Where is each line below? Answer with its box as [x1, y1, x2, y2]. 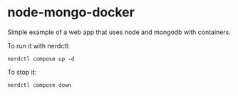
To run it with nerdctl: [7, 41, 70, 50]
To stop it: [7, 68, 37, 76]
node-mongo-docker [7, 4, 135, 21]
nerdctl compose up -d [7, 55, 75, 63]
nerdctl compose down [7, 81, 72, 89]
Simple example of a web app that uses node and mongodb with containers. [7, 28, 232, 36]
